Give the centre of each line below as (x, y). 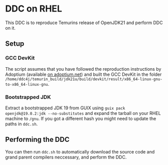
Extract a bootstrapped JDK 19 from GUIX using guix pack (65, 108)
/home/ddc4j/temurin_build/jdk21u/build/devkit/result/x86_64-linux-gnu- (84, 79)
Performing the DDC (37, 140)
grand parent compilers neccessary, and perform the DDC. (66, 157)
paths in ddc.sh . (22, 124)
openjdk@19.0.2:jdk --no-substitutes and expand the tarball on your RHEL (83, 113)
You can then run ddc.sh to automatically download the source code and (80, 151)
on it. (11, 28)
